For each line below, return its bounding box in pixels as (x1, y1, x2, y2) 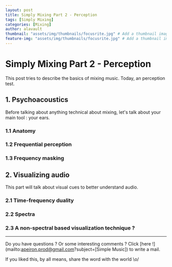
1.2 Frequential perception (5, 141, 72, 148)
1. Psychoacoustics (5, 95, 69, 104)
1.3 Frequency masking (5, 155, 64, 162)
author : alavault (5, 27, 42, 32)
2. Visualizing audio (5, 170, 70, 179)
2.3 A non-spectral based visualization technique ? (5, 224, 135, 231)
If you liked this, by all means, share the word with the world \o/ (5, 256, 139, 262)
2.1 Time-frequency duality (5, 197, 74, 204)
